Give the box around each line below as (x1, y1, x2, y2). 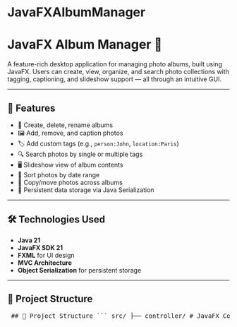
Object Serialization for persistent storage (17, 266, 142, 274)
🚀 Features (7, 102, 56, 114)
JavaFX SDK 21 (17, 243, 63, 251)
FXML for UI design (17, 251, 75, 259)
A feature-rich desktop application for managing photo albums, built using (7, 60, 222, 69)
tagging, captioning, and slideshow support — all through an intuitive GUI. (7, 75, 222, 83)
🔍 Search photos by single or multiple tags (17, 150, 143, 158)
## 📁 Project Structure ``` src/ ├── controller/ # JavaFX (11, 311, 220, 320)
